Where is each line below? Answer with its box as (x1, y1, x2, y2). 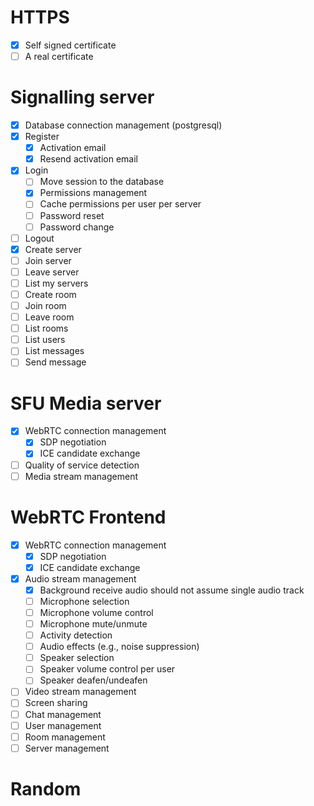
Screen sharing (24, 697, 88, 709)
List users (24, 334, 66, 346)
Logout (24, 232, 55, 244)
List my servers (24, 277, 89, 289)
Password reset (39, 209, 105, 221)
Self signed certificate (24, 39, 117, 51)
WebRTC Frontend (10, 506, 167, 528)
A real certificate (24, 51, 94, 62)
